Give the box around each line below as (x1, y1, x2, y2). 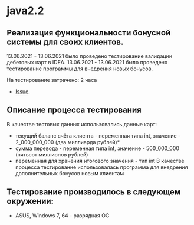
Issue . (15, 88, 30, 95)
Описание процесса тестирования (6, 105, 142, 115)
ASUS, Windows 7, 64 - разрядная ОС (15, 211, 110, 219)
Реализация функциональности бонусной (6, 28, 171, 38)
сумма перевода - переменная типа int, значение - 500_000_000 (15, 145, 179, 152)
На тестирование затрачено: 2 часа (6, 77, 97, 83)
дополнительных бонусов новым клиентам (15, 169, 124, 177)
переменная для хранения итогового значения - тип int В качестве (15, 157, 185, 164)
